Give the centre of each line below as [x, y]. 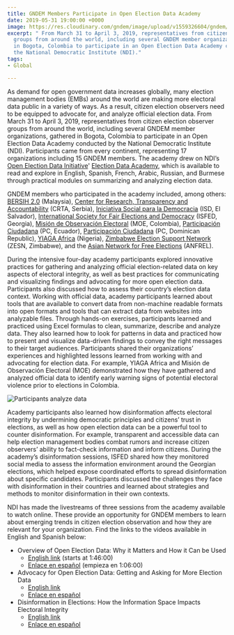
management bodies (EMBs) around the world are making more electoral [111, 99]
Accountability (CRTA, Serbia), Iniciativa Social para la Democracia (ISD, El [114, 208]
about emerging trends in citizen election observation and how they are [110, 522]
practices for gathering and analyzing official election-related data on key [112, 266]
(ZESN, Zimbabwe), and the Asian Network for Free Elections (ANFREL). [110, 245]
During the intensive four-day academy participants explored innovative [110, 259]
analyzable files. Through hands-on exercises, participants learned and [110, 319]
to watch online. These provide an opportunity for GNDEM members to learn [117, 514]
